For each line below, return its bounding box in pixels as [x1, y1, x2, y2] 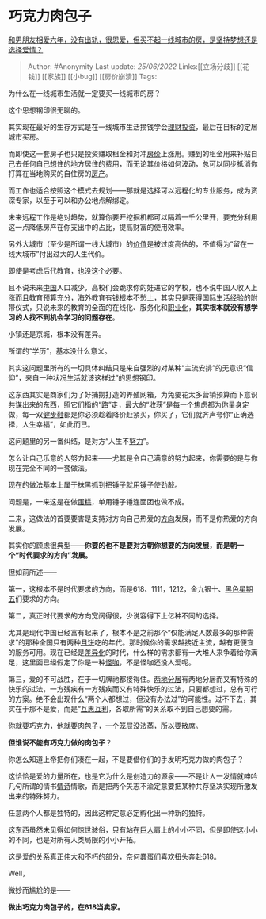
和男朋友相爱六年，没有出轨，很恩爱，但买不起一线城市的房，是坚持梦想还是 [8, 35, 258, 44]
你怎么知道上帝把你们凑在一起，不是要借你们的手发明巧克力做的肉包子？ [8, 754, 244, 764]
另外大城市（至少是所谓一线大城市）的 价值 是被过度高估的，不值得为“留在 [8, 239, 248, 248]
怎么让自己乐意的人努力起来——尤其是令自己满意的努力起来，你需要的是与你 [8, 453, 258, 462]
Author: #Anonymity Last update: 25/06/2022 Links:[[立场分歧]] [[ [27, 61, 243, 71]
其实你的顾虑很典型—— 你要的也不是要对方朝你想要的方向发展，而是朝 [8, 540, 237, 549]
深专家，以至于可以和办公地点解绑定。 [8, 195, 133, 205]
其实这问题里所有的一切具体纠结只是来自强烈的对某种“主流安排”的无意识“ [8, 362, 247, 373]
